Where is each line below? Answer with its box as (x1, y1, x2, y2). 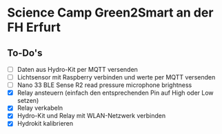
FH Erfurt (7, 19, 61, 35)
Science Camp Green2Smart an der (7, 5, 214, 21)
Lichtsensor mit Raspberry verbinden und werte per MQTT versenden (17, 73, 216, 82)
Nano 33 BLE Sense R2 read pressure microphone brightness (17, 81, 192, 89)
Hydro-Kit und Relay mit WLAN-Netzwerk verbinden (17, 112, 166, 120)
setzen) (17, 97, 39, 105)
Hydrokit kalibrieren (17, 119, 74, 128)
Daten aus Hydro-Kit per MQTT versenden (17, 66, 138, 73)
